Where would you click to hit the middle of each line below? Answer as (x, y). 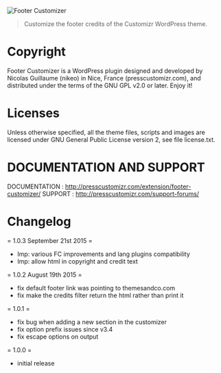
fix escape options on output (58, 337)
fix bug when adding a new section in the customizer (92, 322)
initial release (36, 363)
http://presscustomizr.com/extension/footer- (128, 186)
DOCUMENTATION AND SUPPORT (106, 168)
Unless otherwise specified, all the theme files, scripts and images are (106, 132)
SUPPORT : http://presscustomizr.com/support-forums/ (121, 193)
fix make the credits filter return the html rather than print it (100, 295)
